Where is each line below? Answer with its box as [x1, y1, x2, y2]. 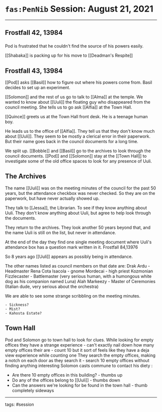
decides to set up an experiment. [5, 85, 71, 91]
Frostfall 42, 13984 [5, 29, 63, 37]
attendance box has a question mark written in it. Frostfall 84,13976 [5, 244, 138, 250]
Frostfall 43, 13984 [5, 66, 63, 75]
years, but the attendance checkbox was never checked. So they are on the [5, 190, 155, 196]
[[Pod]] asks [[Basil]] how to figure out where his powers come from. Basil [5, 79, 152, 85]
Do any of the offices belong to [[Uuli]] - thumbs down [12, 377, 121, 383]
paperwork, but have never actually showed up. [5, 195, 100, 201]
